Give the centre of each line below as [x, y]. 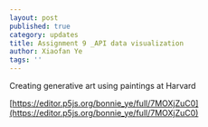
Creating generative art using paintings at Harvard [103, 86]
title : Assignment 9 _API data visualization [96, 43]
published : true [40, 26]
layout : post [34, 18]
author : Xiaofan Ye [46, 52]
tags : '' [26, 60]
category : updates [44, 34]
